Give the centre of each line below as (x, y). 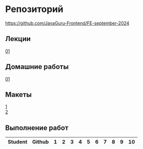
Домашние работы (37, 67)
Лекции (18, 39)
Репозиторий (34, 9)
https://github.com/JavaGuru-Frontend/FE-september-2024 (67, 23)
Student (18, 142)
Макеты (18, 95)
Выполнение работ (37, 128)
